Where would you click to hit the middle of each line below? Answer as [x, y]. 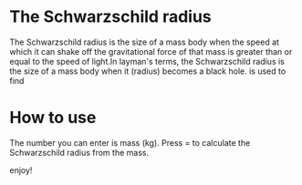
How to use [53, 118]
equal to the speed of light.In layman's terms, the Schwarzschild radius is [147, 61]
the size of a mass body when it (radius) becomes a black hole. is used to [148, 71]
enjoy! [21, 170]
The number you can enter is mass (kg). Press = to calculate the [130, 142]
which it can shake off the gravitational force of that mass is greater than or [151, 51]
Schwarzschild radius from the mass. [79, 152]
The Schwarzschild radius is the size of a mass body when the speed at [145, 42]
